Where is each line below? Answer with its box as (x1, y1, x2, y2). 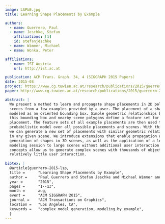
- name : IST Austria (9, 61, 52, 66)
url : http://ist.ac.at (14, 66, 60, 71)
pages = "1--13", (9, 184, 56, 189)
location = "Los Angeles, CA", (9, 202, 78, 207)
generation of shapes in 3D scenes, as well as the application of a (9, 138, 155, 143)
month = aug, (9, 188, 48, 194)
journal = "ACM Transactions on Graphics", (9, 198, 107, 202)
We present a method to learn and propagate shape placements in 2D (9, 101, 153, 107)
